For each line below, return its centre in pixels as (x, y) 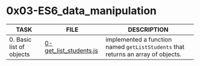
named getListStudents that (145, 47)
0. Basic (20, 39)
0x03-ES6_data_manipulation (81, 11)
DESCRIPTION (148, 29)
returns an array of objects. (143, 54)
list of (17, 47)
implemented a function (138, 39)
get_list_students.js (71, 50)
